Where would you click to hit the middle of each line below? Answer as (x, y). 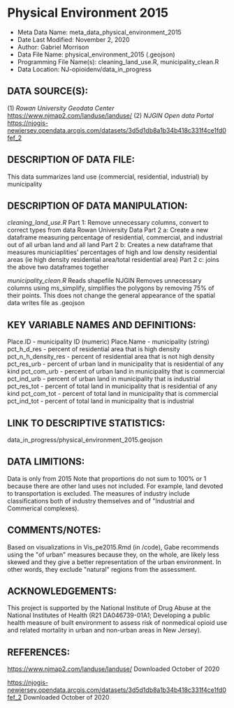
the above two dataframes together (58, 267)
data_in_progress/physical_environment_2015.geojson (85, 440)
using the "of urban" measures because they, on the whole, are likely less (113, 554)
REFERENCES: (39, 652)
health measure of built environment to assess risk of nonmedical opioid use (117, 623)
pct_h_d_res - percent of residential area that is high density (94, 349)
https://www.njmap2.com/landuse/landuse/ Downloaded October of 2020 (114, 669)
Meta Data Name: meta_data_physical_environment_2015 (99, 32)
